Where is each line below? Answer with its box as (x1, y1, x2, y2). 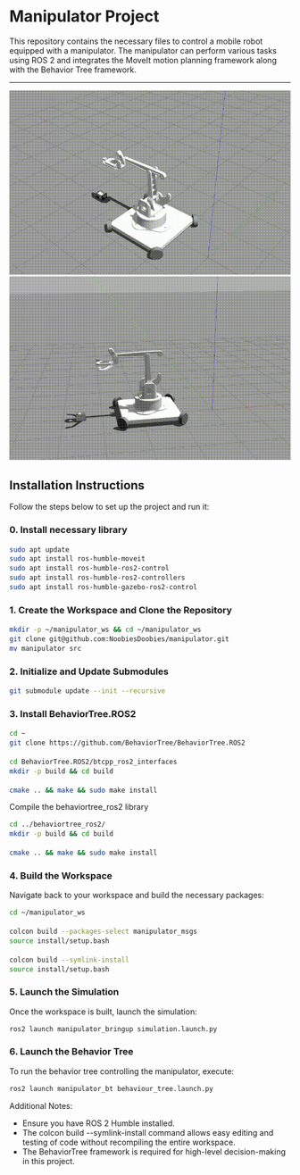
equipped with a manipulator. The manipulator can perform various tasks (9, 45, 277, 55)
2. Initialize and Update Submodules (9, 665, 170, 678)
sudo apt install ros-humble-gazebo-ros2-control (9, 583, 198, 592)
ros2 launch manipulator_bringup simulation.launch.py (9, 1024, 218, 1033)
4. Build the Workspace (9, 869, 113, 881)
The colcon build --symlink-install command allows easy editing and (21, 1127, 274, 1137)
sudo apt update (9, 545, 70, 554)
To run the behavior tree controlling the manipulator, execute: (9, 1065, 235, 1077)
